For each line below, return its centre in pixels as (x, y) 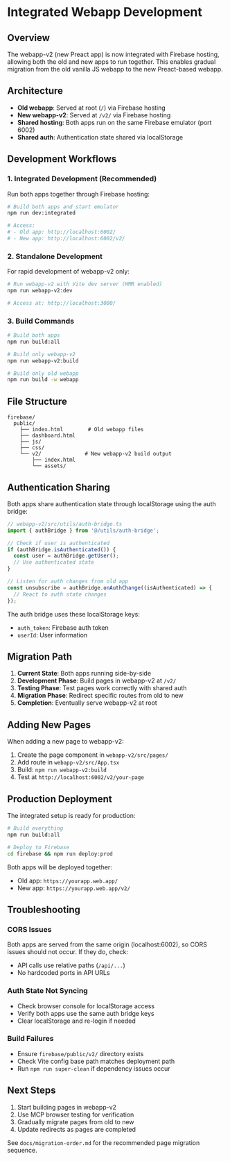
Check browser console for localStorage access (86, 1006)
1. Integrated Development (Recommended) (82, 179)
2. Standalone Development (55, 256)
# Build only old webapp (43, 373)
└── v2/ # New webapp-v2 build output (96, 454)
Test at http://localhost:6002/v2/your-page (80, 777)
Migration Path (40, 657)
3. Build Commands (41, 321)
